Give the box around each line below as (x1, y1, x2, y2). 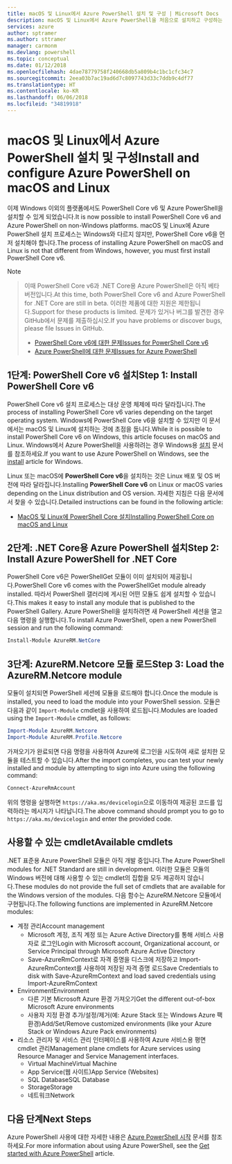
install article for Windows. (7, 457, 83, 465)
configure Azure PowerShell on (7, 165, 190, 181)
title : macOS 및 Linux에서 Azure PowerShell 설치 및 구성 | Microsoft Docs (7, 10, 220, 17)
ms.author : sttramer (7, 36, 67, 43)
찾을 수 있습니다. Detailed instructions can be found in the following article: (14, 497, 224, 506)
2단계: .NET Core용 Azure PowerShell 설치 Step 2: (7, 542, 220, 554)
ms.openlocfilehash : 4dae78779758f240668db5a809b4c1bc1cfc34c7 (7, 68, 194, 75)
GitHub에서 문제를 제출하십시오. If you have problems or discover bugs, (24, 316, 223, 324)
